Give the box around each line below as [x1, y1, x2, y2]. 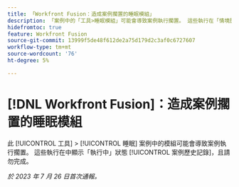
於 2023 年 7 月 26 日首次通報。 [7, 172, 101, 181]
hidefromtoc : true [7, 24, 62, 31]
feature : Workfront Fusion [7, 30, 87, 38]
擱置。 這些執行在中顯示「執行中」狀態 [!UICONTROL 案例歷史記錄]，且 [13, 148, 224, 156]
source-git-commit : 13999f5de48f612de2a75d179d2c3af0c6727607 [7, 37, 196, 44]
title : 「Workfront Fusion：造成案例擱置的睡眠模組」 [7, 10, 155, 18]
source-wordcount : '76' [7, 51, 78, 58]
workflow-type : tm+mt [7, 44, 72, 51]
